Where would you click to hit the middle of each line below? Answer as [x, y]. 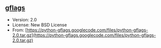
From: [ [19, 30]
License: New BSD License [40, 25]
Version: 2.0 [24, 19]
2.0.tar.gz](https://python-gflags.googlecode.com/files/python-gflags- [84, 35]
